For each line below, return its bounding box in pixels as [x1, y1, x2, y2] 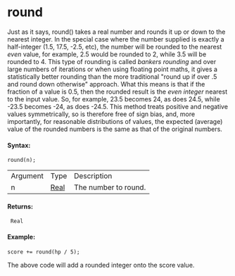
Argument [11, 171, 44, 181]
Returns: [7, 202, 34, 211]
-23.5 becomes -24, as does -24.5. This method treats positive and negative [7, 102, 229, 111]
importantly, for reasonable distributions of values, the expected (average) [7, 117, 223, 125]
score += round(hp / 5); [7, 248, 80, 256]
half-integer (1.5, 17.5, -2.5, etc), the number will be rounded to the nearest [7, 42, 222, 51]
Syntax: [7, 141, 31, 149]
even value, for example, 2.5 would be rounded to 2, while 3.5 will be [7, 50, 207, 58]
